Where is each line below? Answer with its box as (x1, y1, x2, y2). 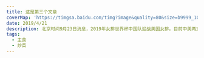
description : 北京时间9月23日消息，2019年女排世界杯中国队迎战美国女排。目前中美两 (6, 25, 196, 32)
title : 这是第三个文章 (6, 8, 58, 15)
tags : (6, 31, 20, 37)
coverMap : (6, 14, 32, 21)
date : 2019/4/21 (6, 20, 47, 26)
